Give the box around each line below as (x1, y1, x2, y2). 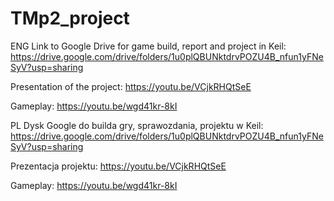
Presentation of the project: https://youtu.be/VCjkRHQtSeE (10, 80, 252, 92)
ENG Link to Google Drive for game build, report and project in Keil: (10, 40, 287, 52)
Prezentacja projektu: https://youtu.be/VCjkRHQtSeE (10, 160, 227, 172)
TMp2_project (10, 7, 130, 30)
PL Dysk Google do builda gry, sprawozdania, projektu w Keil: (10, 119, 264, 131)
